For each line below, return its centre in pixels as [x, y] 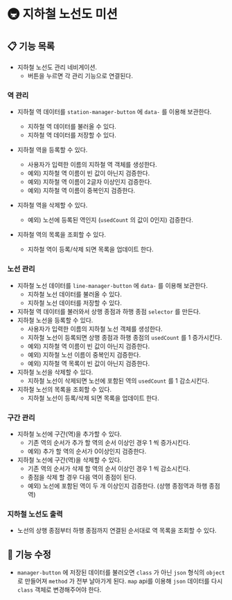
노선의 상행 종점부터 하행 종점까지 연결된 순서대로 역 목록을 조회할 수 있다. [117, 531]
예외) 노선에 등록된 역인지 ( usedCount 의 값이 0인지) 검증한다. [110, 220]
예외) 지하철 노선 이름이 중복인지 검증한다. [84, 354]
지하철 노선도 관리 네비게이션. [57, 67]
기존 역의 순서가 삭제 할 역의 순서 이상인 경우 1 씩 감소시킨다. [109, 469]
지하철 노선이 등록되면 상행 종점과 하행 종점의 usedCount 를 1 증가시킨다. [125, 337]
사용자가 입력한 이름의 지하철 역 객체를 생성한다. [92, 165]
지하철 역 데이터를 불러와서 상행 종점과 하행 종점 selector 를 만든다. [109, 311]
